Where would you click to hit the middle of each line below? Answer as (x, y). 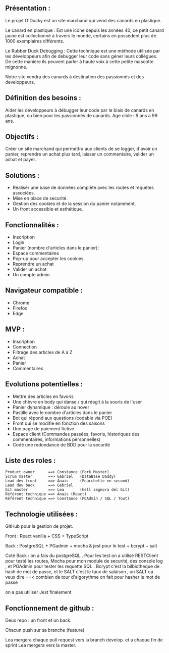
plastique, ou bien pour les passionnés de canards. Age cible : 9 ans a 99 (81, 115)
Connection (24, 347)
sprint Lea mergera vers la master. (41, 645)
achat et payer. (21, 160)
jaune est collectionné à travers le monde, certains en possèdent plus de (81, 35)
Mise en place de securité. (40, 198)
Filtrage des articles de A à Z (42, 352)
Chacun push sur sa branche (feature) (45, 630)
